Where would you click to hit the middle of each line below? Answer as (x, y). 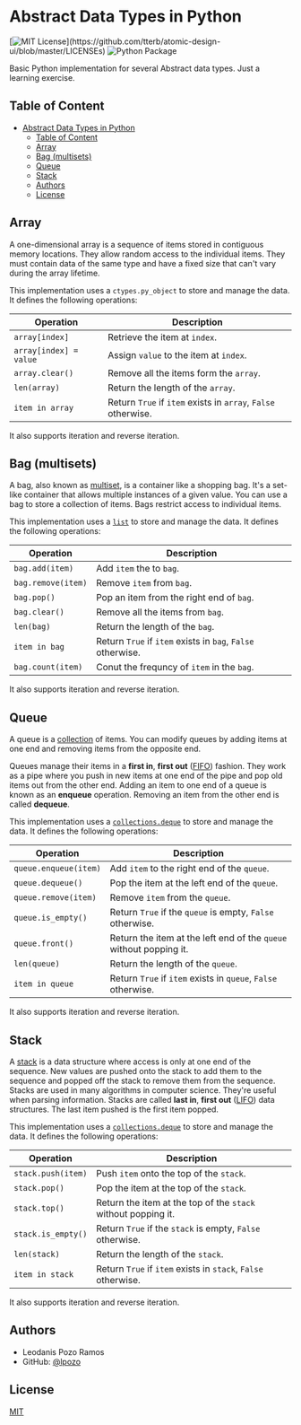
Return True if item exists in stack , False (180, 1269)
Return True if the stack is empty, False (178, 1228)
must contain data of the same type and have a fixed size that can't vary (142, 263)
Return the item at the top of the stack (175, 1202)
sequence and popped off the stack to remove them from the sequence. (142, 1080)
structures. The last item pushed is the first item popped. (114, 1109)
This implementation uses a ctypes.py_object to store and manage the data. (150, 290)
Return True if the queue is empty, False (192, 913)
